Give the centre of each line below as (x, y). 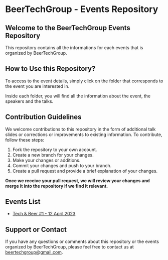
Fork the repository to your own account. (55, 150)
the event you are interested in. (37, 86)
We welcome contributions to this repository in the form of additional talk (80, 129)
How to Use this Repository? (50, 69)
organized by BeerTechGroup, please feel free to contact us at (69, 247)
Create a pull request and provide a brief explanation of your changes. (85, 171)
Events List (23, 202)
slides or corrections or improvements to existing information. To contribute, (84, 135)
